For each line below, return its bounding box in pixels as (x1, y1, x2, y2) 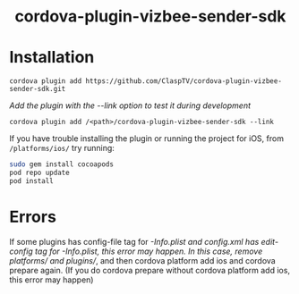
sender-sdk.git (9, 85, 66, 94)
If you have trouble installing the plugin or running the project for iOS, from (9, 133, 285, 144)
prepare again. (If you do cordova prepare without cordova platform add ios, (9, 265, 291, 275)
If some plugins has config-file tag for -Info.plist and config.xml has (9, 236, 260, 247)
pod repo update (9, 168, 70, 177)
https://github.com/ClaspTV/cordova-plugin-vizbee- (85, 77, 282, 86)
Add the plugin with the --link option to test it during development (9, 100, 252, 111)
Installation (9, 47, 95, 68)
